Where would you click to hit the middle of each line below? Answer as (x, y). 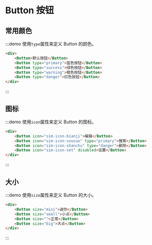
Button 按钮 (30, 10)
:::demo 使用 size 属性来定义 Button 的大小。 (51, 195)
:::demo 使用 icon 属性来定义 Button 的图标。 (51, 122)
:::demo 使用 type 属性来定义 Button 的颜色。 (51, 44)
